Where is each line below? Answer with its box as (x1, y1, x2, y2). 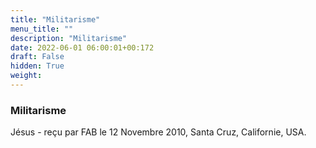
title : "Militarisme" (10, 14, 101, 25)
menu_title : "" (10, 24, 74, 34)
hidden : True (10, 61, 65, 71)
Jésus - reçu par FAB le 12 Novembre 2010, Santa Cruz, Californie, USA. (10, 126, 307, 138)
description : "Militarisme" (10, 33, 128, 43)
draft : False (10, 52, 65, 62)
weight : (10, 71, 43, 81)
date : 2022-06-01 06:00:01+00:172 (10, 42, 155, 53)
